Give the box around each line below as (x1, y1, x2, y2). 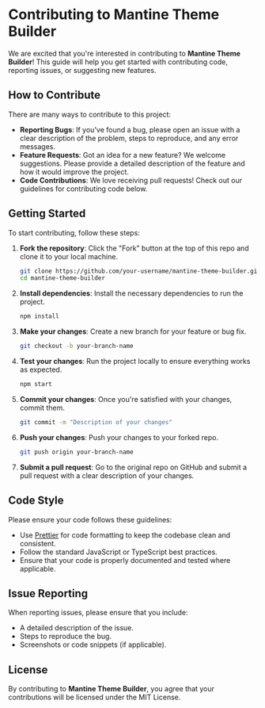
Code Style (8, 494, 64, 507)
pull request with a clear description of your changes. (19, 470, 195, 480)
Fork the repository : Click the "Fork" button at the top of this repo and (19, 243, 249, 253)
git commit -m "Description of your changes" (19, 418, 172, 426)
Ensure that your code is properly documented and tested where (19, 555, 231, 564)
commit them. (19, 403, 65, 412)
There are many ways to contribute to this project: (8, 109, 172, 119)
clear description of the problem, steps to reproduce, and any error (19, 133, 239, 143)
